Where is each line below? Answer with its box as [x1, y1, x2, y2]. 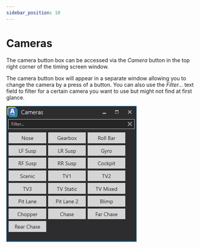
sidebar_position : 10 [6, 10, 61, 16]
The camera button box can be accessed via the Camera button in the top [6, 56, 190, 63]
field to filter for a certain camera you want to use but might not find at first [6, 87, 192, 95]
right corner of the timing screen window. [6, 63, 109, 70]
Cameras [6, 36, 53, 50]
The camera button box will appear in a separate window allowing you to [6, 74, 187, 81]
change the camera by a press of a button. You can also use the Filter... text [6, 81, 194, 88]
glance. [6, 94, 25, 101]
